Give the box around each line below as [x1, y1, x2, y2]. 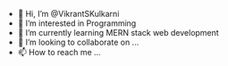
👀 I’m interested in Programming [17, 18, 137, 29]
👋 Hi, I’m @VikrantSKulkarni [17, 9, 120, 19]
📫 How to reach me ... [17, 47, 101, 57]
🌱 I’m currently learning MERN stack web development [17, 28, 219, 37]
